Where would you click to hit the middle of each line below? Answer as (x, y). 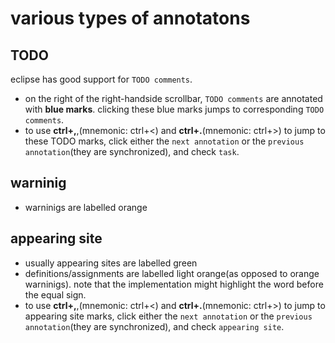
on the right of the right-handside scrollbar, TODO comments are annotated (173, 98)
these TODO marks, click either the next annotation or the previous (164, 141)
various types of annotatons (130, 18)
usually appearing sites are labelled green (111, 263)
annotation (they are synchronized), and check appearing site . (154, 326)
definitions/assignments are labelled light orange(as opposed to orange (172, 273)
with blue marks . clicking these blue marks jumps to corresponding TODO (174, 109)
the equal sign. (55, 294)
